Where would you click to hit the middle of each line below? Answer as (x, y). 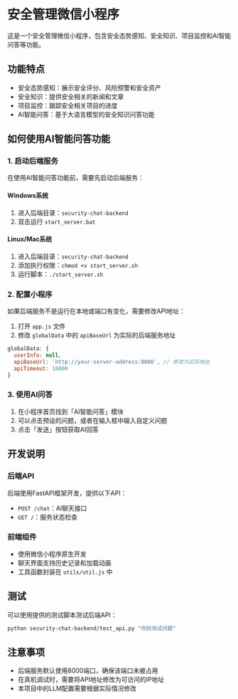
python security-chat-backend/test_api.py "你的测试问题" (92, 628)
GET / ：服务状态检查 (48, 517)
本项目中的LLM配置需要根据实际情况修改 (77, 688)
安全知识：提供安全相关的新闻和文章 (71, 96)
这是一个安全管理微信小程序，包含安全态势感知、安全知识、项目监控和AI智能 (119, 36)
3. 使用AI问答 (30, 394)
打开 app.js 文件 (42, 326)
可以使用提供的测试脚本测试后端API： (62, 615)
